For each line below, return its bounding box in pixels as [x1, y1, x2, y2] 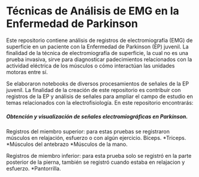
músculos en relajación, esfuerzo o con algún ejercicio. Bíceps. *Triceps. [6, 134, 186, 141]
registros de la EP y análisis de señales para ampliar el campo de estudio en [6, 93, 193, 100]
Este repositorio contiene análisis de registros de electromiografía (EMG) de [6, 36, 193, 44]
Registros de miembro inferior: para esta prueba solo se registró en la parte [6, 152, 192, 159]
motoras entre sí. [6, 68, 48, 75]
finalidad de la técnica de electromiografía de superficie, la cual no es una [6, 49, 188, 56]
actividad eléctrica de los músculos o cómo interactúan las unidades [6, 62, 175, 69]
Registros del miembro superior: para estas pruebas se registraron [6, 127, 170, 135]
